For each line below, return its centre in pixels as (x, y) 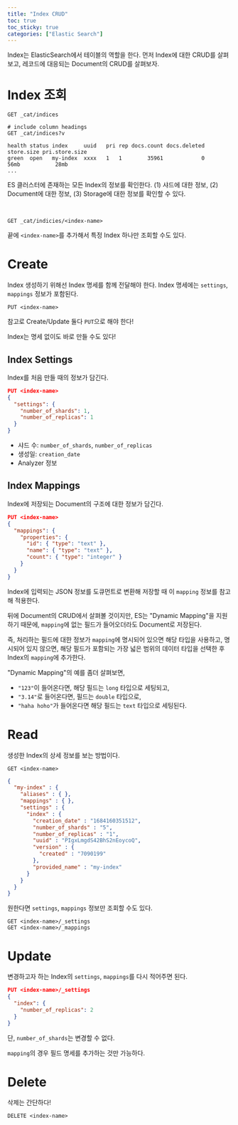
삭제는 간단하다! (29, 1103)
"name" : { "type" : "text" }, (69, 550)
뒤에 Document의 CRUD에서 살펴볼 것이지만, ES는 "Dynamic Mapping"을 (111, 615)
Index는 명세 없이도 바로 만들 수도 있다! (62, 337)
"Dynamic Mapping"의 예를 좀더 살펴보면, (66, 672)
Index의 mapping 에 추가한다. (47, 657)
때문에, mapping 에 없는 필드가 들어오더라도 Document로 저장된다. (111, 624)
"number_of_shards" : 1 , (55, 411)
